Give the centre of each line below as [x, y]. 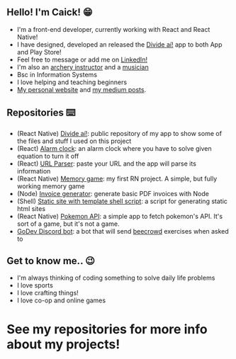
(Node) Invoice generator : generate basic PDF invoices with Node [113, 193]
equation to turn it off [48, 156]
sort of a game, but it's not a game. [68, 224]
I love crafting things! [47, 293]
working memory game [51, 186]
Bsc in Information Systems [57, 74]
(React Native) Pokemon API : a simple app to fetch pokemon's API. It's [120, 216]
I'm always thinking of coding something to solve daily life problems [116, 278]
